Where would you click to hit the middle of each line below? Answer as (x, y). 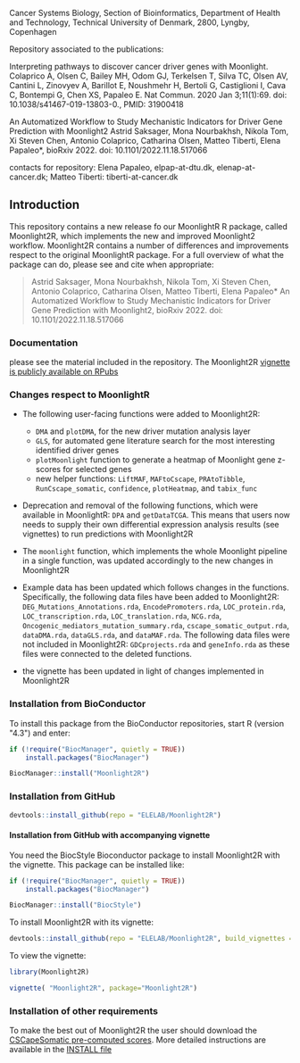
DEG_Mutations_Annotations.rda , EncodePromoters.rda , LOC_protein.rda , (154, 607)
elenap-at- (236, 167)
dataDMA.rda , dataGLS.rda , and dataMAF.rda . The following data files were (156, 635)
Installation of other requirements (84, 1010)
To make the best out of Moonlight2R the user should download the (133, 1031)
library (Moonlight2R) (50, 972)
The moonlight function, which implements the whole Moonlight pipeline (154, 552)
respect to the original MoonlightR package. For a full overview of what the (146, 254)
